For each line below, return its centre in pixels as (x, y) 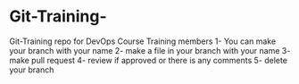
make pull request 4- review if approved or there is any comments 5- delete (149, 60)
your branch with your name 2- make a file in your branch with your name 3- (150, 50)
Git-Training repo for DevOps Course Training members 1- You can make (143, 41)
